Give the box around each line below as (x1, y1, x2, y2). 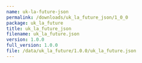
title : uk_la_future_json (6, 25, 71, 32)
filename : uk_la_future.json (6, 31, 80, 37)
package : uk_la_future (6, 20, 63, 26)
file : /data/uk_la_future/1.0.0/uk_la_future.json (6, 48, 137, 54)
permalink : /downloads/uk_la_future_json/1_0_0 (6, 14, 129, 20)
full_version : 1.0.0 (6, 43, 59, 49)
